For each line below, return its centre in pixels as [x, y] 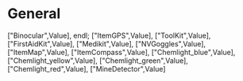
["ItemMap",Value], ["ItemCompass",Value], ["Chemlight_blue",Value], [121, 52]
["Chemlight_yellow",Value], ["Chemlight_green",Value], [98, 61]
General [34, 14]
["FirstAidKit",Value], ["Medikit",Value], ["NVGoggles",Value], [107, 43]
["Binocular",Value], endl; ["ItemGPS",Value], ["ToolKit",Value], [109, 35]
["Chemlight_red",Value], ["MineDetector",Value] [87, 68]
